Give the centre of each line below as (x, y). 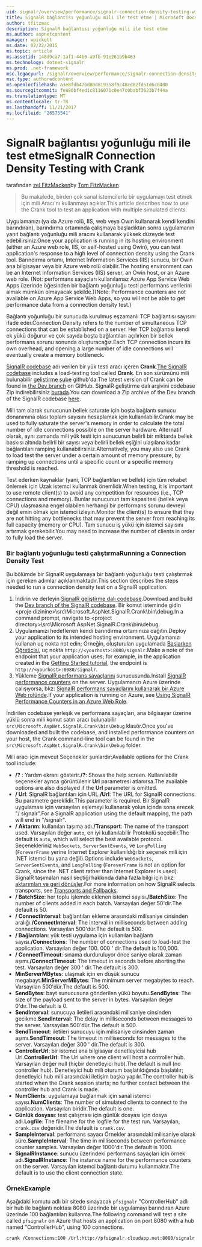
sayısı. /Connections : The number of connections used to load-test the (103, 941)
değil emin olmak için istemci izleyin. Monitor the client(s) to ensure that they (100, 512)
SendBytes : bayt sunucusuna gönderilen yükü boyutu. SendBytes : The (103, 993)
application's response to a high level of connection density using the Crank (100, 254)
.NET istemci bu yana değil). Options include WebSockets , (84, 858)
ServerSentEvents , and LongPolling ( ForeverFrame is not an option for (100, 865)
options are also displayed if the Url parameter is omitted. (86, 787)
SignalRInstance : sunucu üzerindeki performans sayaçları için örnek (100, 1153)
